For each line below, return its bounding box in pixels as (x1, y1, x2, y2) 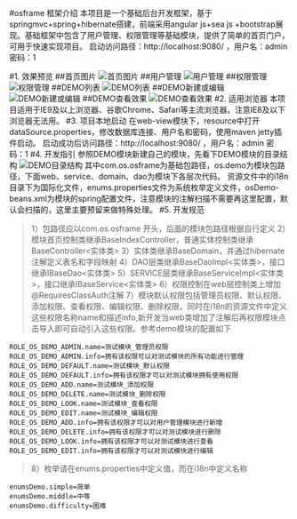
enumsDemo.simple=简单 (9, 483, 91, 491)
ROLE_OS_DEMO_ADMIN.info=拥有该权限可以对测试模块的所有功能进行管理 (9, 352, 245, 361)
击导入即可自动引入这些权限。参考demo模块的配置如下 (30, 323, 232, 333)
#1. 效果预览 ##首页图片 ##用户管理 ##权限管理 (9, 71, 268, 82)
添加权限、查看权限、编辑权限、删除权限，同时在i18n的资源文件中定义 (30, 301, 287, 311)
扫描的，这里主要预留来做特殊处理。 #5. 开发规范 (24, 204, 205, 215)
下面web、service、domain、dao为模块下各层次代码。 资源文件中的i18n (24, 172, 289, 181)
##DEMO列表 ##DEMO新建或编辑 (51, 83, 225, 92)
